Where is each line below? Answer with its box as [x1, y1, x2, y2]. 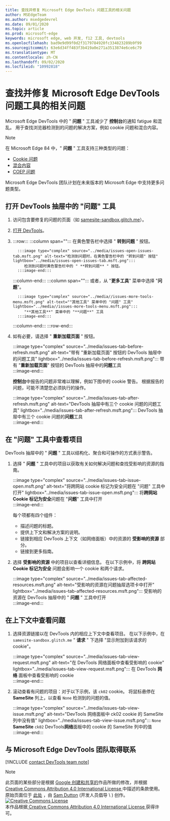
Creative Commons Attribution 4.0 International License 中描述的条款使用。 [5, 786, 163, 792]
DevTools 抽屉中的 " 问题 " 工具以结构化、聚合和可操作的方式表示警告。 [5, 449, 155, 455]
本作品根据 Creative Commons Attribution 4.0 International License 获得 [5, 804, 155, 810]
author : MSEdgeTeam [5, 12, 47, 17]
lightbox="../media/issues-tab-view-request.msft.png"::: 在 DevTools [12, 665, 156, 672]
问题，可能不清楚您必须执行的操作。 [12, 384, 89, 390]
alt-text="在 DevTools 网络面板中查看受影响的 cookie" [51, 659, 164, 665]
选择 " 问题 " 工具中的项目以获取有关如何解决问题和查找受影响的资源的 [12, 461, 160, 467]
